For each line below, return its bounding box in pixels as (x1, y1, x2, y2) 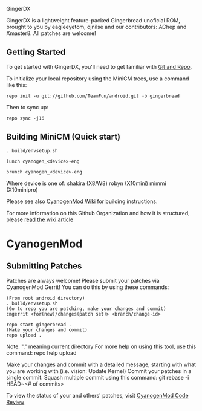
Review (6, 398, 25, 406)
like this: (6, 81, 27, 88)
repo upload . (6, 332, 42, 338)
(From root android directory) (6, 295, 85, 301)
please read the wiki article (6, 216, 74, 223)
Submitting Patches (6, 261, 82, 271)
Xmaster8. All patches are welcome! (6, 30, 97, 37)
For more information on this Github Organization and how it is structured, (6, 209, 191, 216)
